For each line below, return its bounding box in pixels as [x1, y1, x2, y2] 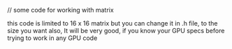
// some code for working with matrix [7, 6, 114, 14]
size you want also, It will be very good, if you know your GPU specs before [7, 27, 225, 35]
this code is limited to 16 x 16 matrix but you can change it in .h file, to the [7, 19, 218, 27]
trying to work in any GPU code [7, 34, 98, 42]
